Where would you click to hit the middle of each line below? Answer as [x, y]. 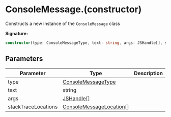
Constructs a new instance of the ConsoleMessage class [63, 24]
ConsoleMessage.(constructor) [74, 9]
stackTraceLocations [33, 107]
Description [148, 73]
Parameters [24, 59]
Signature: [17, 33]
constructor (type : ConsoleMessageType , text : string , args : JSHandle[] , [84, 43]
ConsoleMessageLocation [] [96, 107]
